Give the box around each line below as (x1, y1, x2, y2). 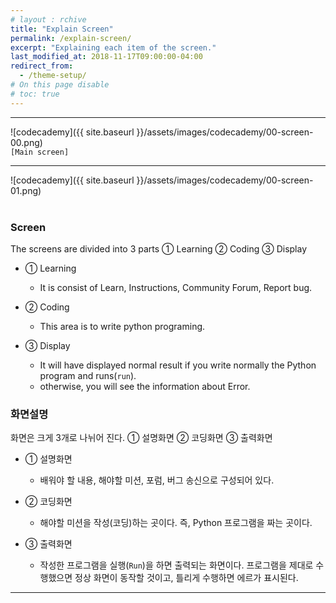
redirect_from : (10, 61, 74, 71)
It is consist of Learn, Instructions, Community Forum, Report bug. (39, 281, 313, 293)
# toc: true (10, 89, 60, 99)
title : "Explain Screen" (10, 24, 114, 34)
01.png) (10, 184, 42, 196)
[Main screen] (10, 147, 70, 157)
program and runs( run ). (39, 369, 137, 381)
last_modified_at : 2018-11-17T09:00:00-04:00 (10, 52, 203, 62)
